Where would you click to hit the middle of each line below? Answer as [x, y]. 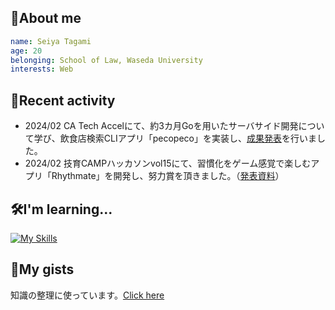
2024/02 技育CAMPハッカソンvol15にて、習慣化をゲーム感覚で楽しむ [168, 163]
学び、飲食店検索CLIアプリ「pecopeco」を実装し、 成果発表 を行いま [175, 138]
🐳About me [46, 18]
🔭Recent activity [63, 100]
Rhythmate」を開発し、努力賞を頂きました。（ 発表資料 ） [168, 176]
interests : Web [42, 69]
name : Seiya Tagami [51, 41]
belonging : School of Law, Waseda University [106, 60]
